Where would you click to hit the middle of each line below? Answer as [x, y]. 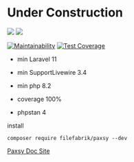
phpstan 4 [32, 112]
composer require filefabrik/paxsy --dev [67, 138]
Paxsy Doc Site [29, 151]
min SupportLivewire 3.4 [52, 72]
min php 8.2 [34, 85]
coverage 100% [39, 99]
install [15, 126]
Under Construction [65, 13]
